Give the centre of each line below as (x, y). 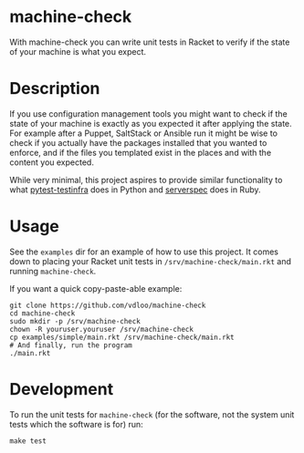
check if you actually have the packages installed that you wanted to (138, 142)
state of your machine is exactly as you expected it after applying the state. (151, 123)
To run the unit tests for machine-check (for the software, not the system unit (152, 414)
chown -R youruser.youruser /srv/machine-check (102, 329)
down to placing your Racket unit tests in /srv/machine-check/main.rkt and (151, 261)
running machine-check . (53, 271)
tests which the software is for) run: (76, 424)
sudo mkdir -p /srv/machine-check (75, 321)
